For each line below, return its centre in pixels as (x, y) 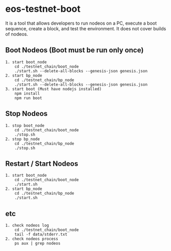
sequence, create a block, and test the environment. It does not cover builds (86, 28)
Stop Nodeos (26, 114)
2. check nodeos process (32, 239)
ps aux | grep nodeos (37, 244)
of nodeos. (17, 34)
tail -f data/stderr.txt (41, 235)
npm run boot (28, 98)
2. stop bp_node (23, 139)
